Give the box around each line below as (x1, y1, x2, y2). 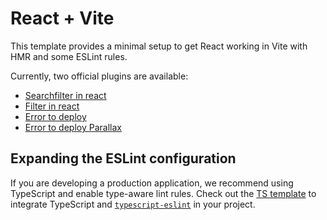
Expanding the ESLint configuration (10, 150, 237, 167)
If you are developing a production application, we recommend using (10, 177, 294, 189)
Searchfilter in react (24, 89, 107, 101)
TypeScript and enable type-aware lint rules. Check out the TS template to (10, 187, 317, 199)
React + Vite (10, 7, 115, 30)
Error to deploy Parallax (24, 121, 122, 133)
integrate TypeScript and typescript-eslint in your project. (10, 198, 256, 210)
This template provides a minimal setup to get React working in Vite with (10, 40, 308, 52)
